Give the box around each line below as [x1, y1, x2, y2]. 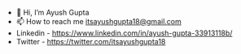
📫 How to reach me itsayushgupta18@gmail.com [15, 17, 182, 26]
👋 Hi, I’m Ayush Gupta [15, 8, 90, 17]
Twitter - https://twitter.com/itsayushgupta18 [15, 37, 166, 46]
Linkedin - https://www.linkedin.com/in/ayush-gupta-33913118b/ [15, 28, 233, 38]
